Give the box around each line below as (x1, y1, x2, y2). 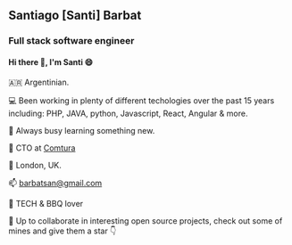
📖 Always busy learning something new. (8, 125, 155, 135)
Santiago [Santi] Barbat (8, 8, 142, 23)
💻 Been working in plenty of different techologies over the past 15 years (8, 94, 275, 106)
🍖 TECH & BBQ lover (8, 198, 84, 208)
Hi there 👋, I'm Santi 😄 (8, 56, 94, 67)
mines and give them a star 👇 (8, 225, 117, 236)
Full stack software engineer (8, 35, 135, 47)
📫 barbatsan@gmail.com (8, 177, 103, 188)
